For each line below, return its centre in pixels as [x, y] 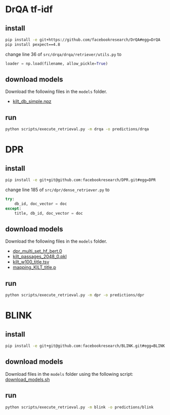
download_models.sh [27, 379]
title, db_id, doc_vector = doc [49, 213]
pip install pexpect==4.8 [33, 44]
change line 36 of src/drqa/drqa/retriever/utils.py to [63, 54]
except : [13, 209]
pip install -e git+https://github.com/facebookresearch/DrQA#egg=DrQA [83, 40]
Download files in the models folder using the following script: [69, 374]
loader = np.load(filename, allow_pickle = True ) [57, 64]
